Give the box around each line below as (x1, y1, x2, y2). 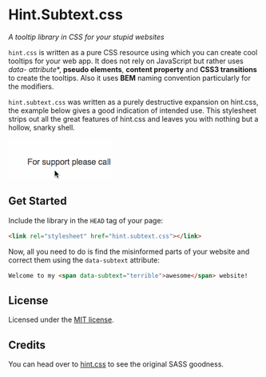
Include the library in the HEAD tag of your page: (8, 215, 164, 225)
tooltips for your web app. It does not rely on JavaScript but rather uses (8, 56, 244, 66)
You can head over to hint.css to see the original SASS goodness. (8, 359, 224, 369)
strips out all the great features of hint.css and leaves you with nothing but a (8, 114, 259, 123)
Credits (8, 338, 46, 351)
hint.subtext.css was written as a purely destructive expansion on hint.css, (8, 97, 259, 106)
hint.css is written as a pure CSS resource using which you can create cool (8, 47, 258, 57)
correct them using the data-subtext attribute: (8, 255, 160, 265)
